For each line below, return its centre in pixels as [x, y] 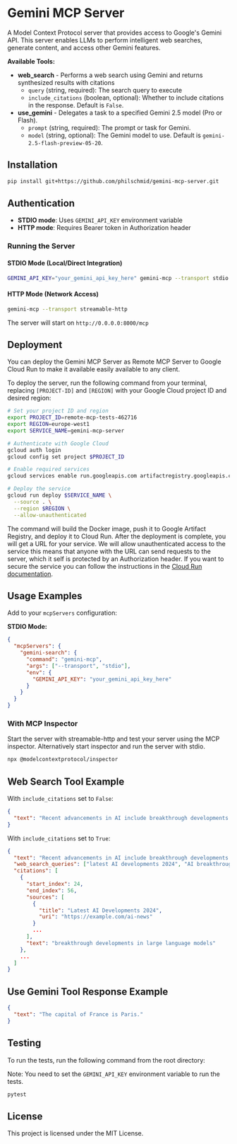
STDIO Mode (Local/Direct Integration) [65, 262]
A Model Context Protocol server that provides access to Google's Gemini [115, 33]
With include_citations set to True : [59, 838]
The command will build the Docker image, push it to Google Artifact [107, 528]
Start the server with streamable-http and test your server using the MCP [114, 739]
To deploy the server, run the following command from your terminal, [107, 383]
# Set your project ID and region [58, 411]
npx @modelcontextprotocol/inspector [63, 759]
